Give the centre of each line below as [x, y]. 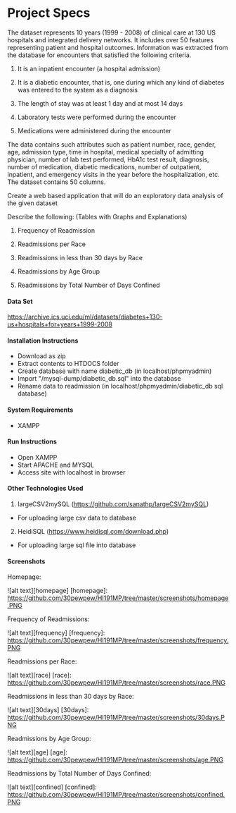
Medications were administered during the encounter [94, 130]
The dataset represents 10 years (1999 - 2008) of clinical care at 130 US [112, 32]
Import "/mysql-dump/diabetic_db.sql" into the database [99, 379]
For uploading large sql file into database [77, 545]
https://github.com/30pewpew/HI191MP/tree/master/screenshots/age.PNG [115, 760]
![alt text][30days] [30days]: [48, 710]
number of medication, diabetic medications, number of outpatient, [104, 166]
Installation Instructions [43, 341]
